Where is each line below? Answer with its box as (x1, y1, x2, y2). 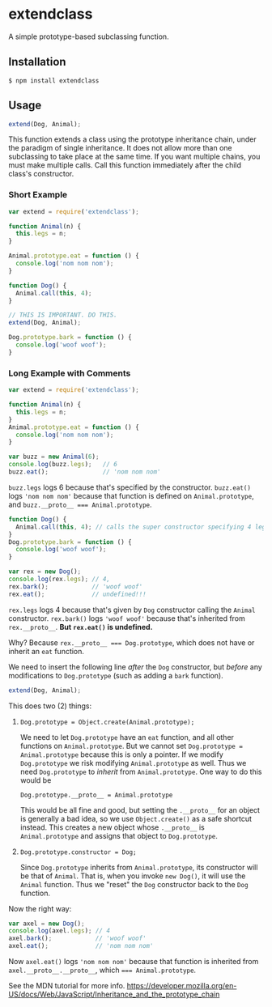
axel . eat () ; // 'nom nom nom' (8, 942, 154, 950)
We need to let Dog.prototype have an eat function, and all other (19, 732, 235, 741)
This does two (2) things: (8, 701, 92, 711)
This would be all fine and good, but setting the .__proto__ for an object (19, 805, 261, 814)
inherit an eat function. (8, 646, 85, 656)
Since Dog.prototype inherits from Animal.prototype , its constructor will (19, 862, 258, 872)
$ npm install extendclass (8, 76, 100, 85)
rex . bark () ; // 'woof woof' (8, 582, 143, 591)
